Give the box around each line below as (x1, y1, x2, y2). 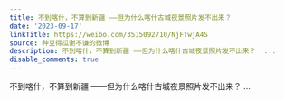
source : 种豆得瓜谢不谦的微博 (9, 38, 110, 48)
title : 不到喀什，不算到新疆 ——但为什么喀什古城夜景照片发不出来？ (9, 13, 232, 23)
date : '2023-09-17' (9, 22, 83, 31)
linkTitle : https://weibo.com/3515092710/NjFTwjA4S (9, 30, 208, 39)
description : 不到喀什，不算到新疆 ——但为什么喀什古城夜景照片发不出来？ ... (9, 47, 277, 56)
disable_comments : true (9, 55, 99, 64)
